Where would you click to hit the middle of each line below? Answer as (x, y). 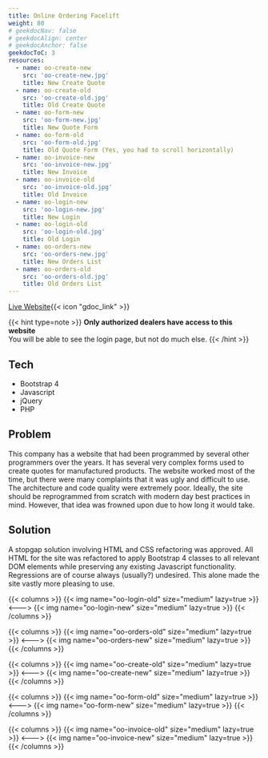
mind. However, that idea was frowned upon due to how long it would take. (132, 505)
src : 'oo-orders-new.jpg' (66, 254)
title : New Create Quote (64, 83)
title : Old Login (52, 240)
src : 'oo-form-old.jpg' (62, 142)
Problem (30, 435)
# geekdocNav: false (43, 30)
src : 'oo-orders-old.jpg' (66, 276)
